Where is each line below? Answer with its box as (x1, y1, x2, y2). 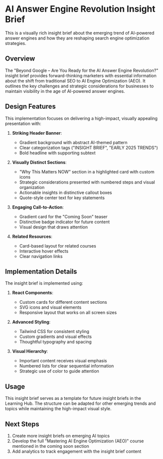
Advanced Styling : (12, 319, 51, 325)
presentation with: (5, 121, 41, 126)
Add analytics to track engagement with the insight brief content (12, 448, 142, 454)
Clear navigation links (19, 253, 63, 259)
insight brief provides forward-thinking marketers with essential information (5, 72, 157, 79)
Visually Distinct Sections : (12, 159, 67, 165)
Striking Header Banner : (12, 130, 62, 136)
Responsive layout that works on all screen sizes (19, 310, 117, 315)
